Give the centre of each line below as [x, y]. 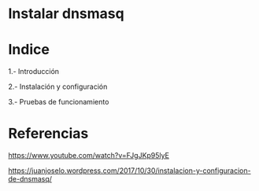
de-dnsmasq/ [30, 179]
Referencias [48, 134]
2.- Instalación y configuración [58, 86]
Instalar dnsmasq [66, 14]
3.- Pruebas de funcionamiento [59, 102]
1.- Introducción [34, 72]
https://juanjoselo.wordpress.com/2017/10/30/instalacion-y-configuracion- [129, 171]
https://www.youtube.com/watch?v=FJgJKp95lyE [89, 156]
